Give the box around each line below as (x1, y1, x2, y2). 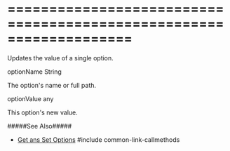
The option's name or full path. (7, 81, 97, 89)
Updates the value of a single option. (7, 53, 114, 62)
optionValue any (7, 94, 54, 103)
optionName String (7, 67, 62, 76)
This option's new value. (7, 108, 79, 117)
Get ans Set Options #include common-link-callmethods (17, 135, 180, 144)
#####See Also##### (7, 122, 72, 130)
